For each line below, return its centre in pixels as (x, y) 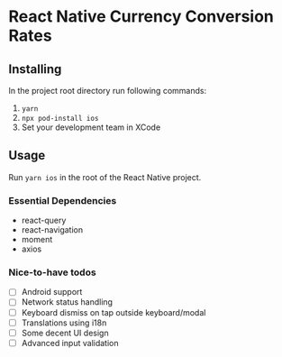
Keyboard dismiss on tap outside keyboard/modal (114, 312)
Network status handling (67, 302)
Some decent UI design (65, 333)
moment (37, 240)
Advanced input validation (70, 343)
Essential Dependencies (63, 200)
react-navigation (52, 230)
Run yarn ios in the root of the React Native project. (105, 177)
